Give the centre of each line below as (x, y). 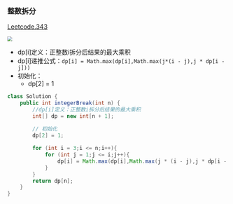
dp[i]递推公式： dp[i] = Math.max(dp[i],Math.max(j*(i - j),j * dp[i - (121, 61)
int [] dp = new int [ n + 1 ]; (73, 116)
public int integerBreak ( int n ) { (70, 103)
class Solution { (33, 97)
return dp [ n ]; (53, 181)
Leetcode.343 (27, 27)
